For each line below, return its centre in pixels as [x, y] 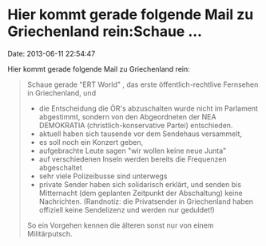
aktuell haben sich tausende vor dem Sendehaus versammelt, [141, 134]
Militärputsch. [50, 233]
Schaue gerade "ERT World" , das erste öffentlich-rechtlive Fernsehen [143, 84]
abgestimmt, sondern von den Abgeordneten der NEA [127, 116]
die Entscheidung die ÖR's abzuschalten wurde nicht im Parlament [149, 108]
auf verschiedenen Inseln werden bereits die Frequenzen [133, 159]
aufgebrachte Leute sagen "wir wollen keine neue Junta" [133, 150]
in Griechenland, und [62, 92]
